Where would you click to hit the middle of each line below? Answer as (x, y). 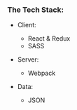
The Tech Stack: (36, 10)
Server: (28, 60)
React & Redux (49, 39)
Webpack (42, 73)
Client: (27, 25)
